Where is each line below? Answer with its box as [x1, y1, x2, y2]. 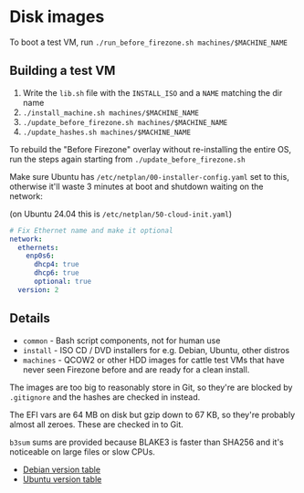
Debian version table [22, 464, 101, 475]
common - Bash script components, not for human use [22, 335, 221, 346]
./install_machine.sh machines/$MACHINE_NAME [22, 108, 199, 118]
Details [9, 310, 50, 326]
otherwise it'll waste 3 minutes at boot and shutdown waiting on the [9, 181, 264, 192]
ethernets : [17, 243, 59, 252]
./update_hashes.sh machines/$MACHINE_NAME [22, 128, 192, 137]
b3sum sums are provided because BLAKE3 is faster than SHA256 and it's [9, 436, 285, 447]
